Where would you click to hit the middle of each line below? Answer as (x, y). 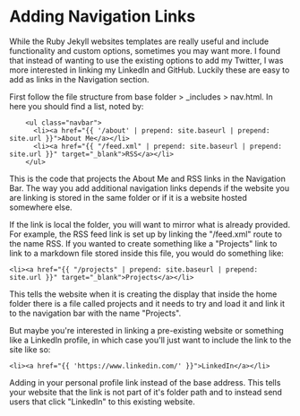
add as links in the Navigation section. (79, 79)
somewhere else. (41, 207)
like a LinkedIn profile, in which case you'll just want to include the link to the (150, 340)
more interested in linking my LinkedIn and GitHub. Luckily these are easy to (150, 70)
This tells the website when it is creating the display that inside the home (143, 294)
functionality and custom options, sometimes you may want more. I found (145, 50)
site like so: (30, 349)
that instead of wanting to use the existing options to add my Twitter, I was (146, 60)
